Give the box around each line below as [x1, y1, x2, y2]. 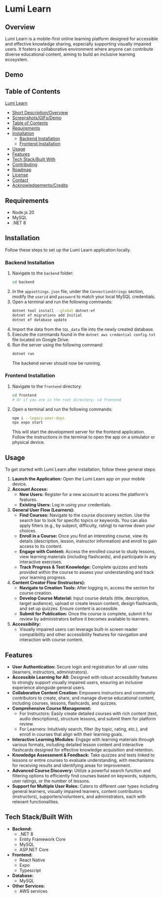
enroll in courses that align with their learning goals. [19, 731, 123, 737]
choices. [19, 528, 37, 534]
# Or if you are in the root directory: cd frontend [12, 397, 122, 402]
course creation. [19, 590, 53, 596]
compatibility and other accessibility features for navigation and [19, 631, 147, 638]
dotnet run [12, 351, 35, 356]
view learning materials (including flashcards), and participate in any [19, 554, 157, 560]
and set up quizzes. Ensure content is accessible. [19, 606, 119, 611]
